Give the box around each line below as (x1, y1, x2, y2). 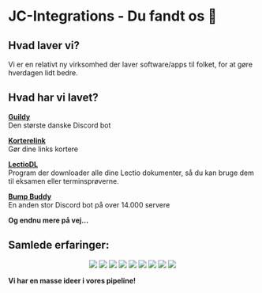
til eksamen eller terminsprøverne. (8, 176, 120, 185)
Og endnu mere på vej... (8, 215, 89, 225)
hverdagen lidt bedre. (8, 68, 78, 78)
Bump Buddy (8, 192, 52, 201)
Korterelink (8, 135, 46, 145)
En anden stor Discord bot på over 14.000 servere (8, 200, 170, 209)
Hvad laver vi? (8, 39, 80, 52)
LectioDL (8, 159, 39, 169)
